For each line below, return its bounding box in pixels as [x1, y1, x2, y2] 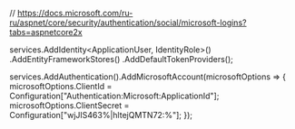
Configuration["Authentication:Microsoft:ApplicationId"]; [9, 90, 220, 101]
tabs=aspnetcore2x [9, 27, 84, 37]
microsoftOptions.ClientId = [9, 81, 113, 91]
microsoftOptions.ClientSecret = [9, 100, 130, 111]
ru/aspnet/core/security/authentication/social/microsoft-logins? [9, 17, 247, 28]
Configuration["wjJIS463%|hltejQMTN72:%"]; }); [9, 110, 193, 120]
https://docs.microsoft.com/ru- [17, 8, 133, 18]
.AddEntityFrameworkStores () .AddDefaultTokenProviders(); [9, 54, 234, 64]
